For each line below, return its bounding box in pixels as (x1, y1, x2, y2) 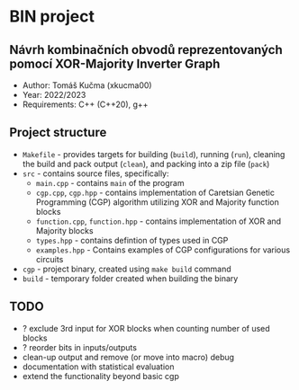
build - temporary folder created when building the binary (22, 272, 239, 284)
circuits (35, 253, 64, 264)
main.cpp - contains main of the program (35, 177, 185, 188)
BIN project (9, 6, 95, 27)
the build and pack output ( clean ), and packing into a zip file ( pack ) (22, 158, 270, 169)
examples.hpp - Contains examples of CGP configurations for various (35, 244, 291, 255)
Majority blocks (35, 225, 94, 235)
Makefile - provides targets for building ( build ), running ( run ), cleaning (22, 148, 285, 159)
